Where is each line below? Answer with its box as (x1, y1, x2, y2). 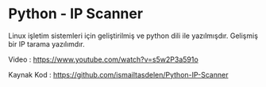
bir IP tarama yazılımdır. (8, 39, 85, 48)
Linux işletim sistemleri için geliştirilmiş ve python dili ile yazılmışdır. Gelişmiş (8, 31, 258, 40)
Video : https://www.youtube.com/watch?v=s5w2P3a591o (8, 55, 199, 64)
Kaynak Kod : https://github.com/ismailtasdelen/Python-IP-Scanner (8, 70, 229, 79)
